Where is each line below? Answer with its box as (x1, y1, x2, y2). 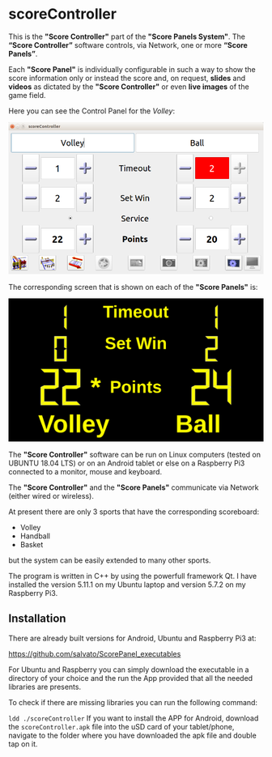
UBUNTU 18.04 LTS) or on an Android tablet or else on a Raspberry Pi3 (8, 458, 245, 468)
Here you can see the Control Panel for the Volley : (8, 106, 176, 116)
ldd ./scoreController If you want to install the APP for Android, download (8, 713, 259, 723)
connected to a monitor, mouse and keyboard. (8, 467, 163, 476)
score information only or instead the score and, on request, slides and (8, 73, 246, 83)
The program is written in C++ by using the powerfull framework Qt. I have (8, 572, 257, 581)
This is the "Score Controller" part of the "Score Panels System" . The (8, 32, 245, 41)
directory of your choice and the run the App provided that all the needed (8, 673, 253, 683)
